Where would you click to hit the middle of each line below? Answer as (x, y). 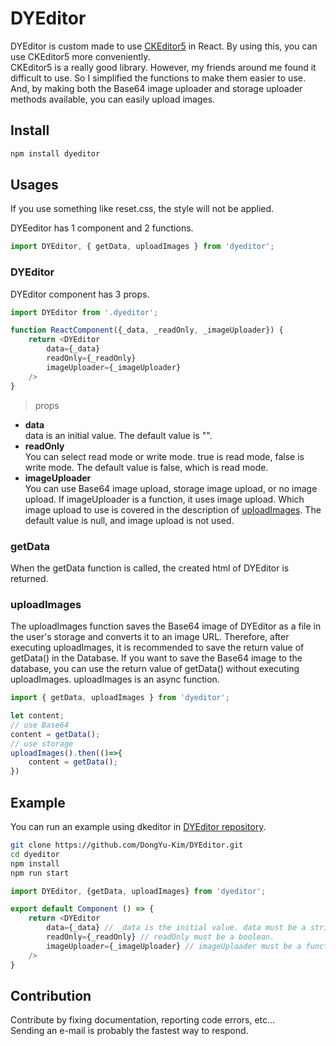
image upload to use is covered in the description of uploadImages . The (173, 509)
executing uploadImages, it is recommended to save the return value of (157, 648)
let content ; (37, 716)
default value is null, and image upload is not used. (129, 520)
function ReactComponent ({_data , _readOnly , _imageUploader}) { (147, 330)
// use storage (42, 743)
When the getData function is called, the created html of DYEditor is (150, 568)
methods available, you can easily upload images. (113, 99)
